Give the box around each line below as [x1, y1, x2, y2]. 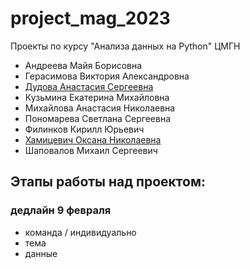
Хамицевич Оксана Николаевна [24, 133, 162, 146]
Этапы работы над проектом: [10, 173, 206, 191]
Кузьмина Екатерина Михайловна [24, 91, 170, 103]
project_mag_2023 [10, 7, 171, 30]
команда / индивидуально [24, 226, 137, 238]
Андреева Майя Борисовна [24, 59, 143, 71]
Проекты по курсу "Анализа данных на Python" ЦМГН [10, 40, 241, 52]
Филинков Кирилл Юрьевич [24, 123, 145, 135]
